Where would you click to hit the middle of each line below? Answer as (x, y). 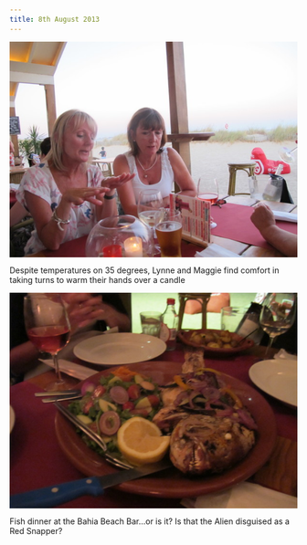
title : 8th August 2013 (55, 19)
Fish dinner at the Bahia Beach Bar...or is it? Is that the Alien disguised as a (150, 521)
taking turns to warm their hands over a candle (97, 279)
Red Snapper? (36, 530)
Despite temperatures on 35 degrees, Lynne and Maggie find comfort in (144, 270)
